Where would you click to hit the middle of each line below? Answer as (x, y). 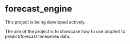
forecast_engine (39, 9)
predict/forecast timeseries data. (38, 36)
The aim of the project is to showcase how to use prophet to (65, 31)
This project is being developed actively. (45, 22)
